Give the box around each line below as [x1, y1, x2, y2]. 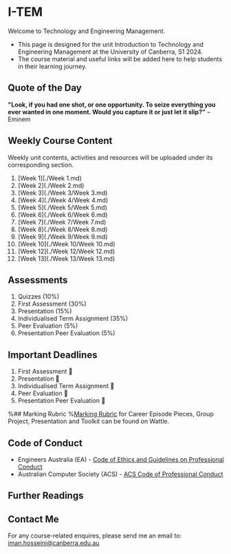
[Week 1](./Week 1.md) [17, 173, 82, 182]
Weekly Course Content [8, 135, 113, 147]
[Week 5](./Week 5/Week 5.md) [17, 203, 107, 211]
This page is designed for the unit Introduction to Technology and [17, 40, 203, 48]
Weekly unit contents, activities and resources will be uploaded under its [8, 153, 213, 162]
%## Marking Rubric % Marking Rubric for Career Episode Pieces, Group [8, 410, 214, 418]
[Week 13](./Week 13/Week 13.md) [17, 254, 115, 262]
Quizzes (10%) [17, 292, 60, 301]
